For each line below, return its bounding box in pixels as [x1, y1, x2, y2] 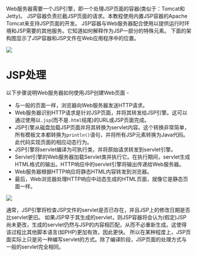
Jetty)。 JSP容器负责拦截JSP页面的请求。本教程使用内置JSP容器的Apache [6, 12, 188, 19]
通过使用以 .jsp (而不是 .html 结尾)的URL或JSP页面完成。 [14, 116, 150, 123]
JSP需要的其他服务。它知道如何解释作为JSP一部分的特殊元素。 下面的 [16, 27, 186, 34]
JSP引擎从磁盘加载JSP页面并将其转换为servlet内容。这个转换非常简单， [14, 123, 190, 131]
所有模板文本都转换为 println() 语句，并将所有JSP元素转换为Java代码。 [14, 131, 189, 138]
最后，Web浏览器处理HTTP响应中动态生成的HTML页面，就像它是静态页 [14, 175, 189, 182]
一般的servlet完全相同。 [6, 243, 65, 250]
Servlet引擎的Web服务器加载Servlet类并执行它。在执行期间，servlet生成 [14, 153, 191, 160]
